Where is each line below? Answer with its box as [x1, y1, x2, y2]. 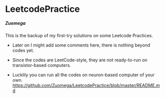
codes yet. [12, 48, 34, 53]
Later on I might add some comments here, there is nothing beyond [12, 42, 151, 48]
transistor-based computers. [12, 62, 71, 68]
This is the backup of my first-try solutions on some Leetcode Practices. [5, 33, 153, 39]
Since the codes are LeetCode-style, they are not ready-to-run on [12, 57, 148, 63]
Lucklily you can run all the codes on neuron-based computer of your [12, 72, 155, 78]
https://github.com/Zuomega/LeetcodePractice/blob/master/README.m [12, 83, 160, 89]
